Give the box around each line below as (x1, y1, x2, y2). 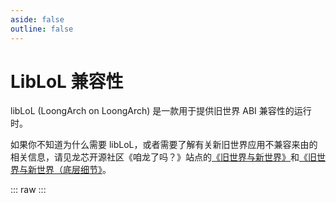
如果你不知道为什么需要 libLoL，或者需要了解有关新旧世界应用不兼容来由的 (10, 139, 318, 151)
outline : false (10, 24, 74, 34)
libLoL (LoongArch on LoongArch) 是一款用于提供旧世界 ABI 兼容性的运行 (10, 105, 312, 117)
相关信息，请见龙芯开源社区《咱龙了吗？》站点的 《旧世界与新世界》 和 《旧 (10, 151, 317, 163)
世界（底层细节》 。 (36, 164, 112, 176)
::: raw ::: (10, 184, 47, 196)
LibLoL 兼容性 (10, 70, 124, 93)
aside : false (10, 14, 65, 25)
